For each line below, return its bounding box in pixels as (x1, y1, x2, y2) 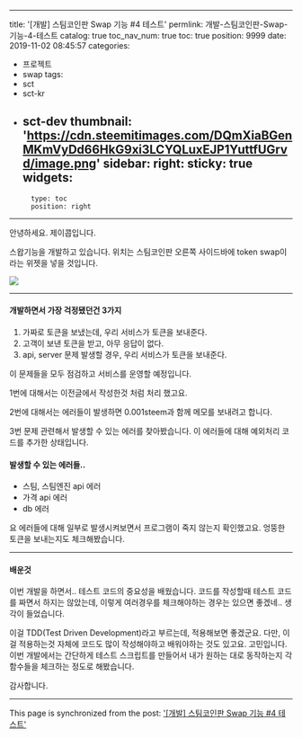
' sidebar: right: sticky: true (95, 156, 253, 172)
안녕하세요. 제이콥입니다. (9, 227, 96, 238)
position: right (31, 201, 92, 211)
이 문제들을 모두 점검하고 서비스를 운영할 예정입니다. (9, 369, 191, 379)
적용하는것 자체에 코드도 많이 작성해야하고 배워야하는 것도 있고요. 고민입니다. (18, 639, 288, 650)
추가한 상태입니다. (25, 437, 89, 448)
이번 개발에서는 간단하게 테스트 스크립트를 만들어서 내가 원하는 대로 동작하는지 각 (9, 650, 293, 661)
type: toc (31, 194, 67, 203)
